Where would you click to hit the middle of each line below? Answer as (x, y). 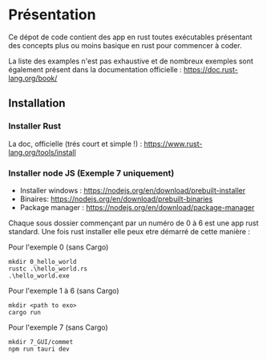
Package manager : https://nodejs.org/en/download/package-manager (137, 207)
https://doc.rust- (210, 69)
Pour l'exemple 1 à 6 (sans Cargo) (64, 290)
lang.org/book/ (33, 78)
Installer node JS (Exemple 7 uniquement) (91, 172)
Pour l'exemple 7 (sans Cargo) (58, 327)
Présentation (52, 15)
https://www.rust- (173, 144)
